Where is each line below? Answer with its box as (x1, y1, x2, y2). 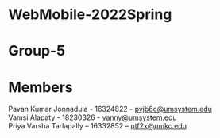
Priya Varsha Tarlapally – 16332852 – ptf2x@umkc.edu (8, 121, 187, 131)
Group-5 (8, 42, 66, 60)
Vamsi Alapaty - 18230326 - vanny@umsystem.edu (8, 113, 177, 122)
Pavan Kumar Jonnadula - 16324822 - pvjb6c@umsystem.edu (8, 105, 213, 114)
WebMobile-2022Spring (8, 6, 172, 24)
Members (8, 78, 73, 96)
